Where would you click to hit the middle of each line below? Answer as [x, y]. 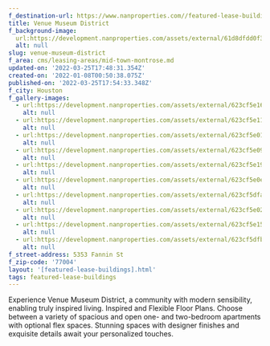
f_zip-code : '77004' [43, 262]
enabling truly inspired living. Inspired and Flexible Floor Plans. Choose [126, 308]
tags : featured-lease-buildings [62, 277]
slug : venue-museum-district [57, 53]
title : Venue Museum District [59, 23]
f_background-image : [43, 31]
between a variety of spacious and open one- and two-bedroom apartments [135, 317]
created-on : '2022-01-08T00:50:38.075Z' [77, 75]
